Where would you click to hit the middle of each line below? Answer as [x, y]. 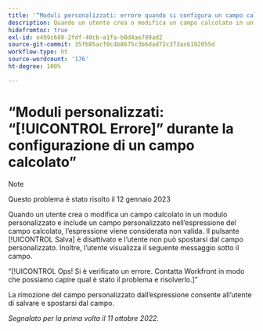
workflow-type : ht [38, 52]
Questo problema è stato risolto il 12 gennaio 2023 [89, 199]
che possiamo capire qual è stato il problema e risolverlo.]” [103, 279]
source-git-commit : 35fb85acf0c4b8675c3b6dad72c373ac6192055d [112, 45]
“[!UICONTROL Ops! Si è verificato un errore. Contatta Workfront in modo [126, 271]
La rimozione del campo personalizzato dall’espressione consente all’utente [130, 294]
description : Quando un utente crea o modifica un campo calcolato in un [131, 23]
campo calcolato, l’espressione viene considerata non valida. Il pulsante [124, 231]
